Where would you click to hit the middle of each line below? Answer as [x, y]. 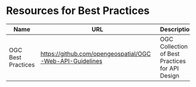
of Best [170, 54]
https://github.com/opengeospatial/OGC [96, 54]
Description [177, 29]
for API [169, 68]
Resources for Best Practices [78, 11]
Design [170, 75]
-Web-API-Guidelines [71, 61]
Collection [174, 46]
